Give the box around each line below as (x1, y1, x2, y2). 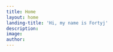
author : (6, 36, 26, 42)
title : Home (6, 8, 36, 15)
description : (6, 25, 39, 32)
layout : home (6, 14, 39, 20)
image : (6, 31, 23, 37)
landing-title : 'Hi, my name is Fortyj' (6, 20, 109, 26)
